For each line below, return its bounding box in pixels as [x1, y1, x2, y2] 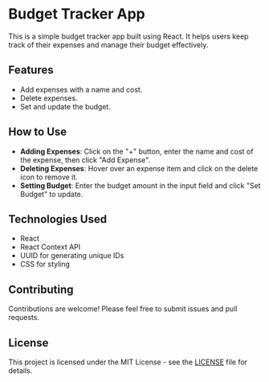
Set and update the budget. [19, 101, 111, 111]
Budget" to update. [19, 189, 84, 199]
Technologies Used [8, 212, 107, 226]
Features [8, 64, 54, 77]
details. [8, 366, 33, 375]
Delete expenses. [19, 93, 78, 103]
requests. [8, 313, 40, 322]
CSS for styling [19, 259, 71, 269]
